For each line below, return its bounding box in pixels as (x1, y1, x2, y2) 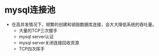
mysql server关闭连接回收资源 (18, 39, 79, 45)
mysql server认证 (18, 34, 54, 39)
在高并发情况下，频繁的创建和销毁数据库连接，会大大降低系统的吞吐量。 (11, 21, 157, 27)
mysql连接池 (4, 4, 55, 16)
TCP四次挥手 (18, 46, 45, 52)
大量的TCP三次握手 (18, 27, 58, 33)
